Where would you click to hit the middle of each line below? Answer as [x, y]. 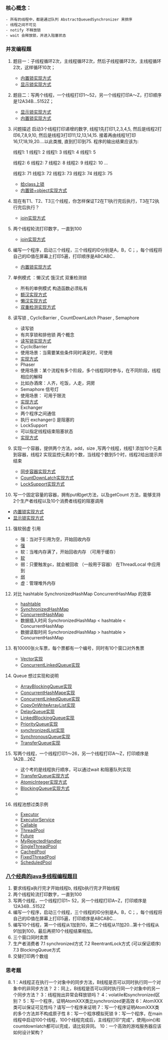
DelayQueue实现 [37, 711]
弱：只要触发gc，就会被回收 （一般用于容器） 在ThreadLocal [83, 564]
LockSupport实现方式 [42, 484]
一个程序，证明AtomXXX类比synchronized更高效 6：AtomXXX [99, 1001]
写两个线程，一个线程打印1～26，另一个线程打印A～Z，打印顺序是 [81, 753]
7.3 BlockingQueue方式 [36, 950]
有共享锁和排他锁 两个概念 [47, 334]
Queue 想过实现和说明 [36, 676]
